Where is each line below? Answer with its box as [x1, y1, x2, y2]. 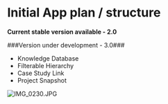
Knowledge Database [17, 54, 79, 63]
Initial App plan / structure [7, 5, 161, 21]
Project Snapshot [17, 76, 67, 84]
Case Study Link [17, 69, 65, 77]
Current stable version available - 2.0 [7, 28, 117, 36]
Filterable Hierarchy [17, 61, 74, 70]
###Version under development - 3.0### [7, 41, 125, 49]
